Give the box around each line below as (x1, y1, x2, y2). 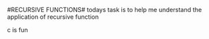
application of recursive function (7, 13, 99, 21)
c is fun (7, 26, 29, 34)
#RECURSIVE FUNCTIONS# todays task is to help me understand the (7, 6, 202, 13)
